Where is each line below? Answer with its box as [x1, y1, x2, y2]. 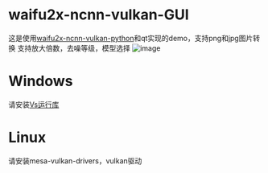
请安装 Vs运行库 [8, 99, 60, 109]
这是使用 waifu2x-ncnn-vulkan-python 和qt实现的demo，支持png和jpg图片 [8, 33, 254, 43]
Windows [8, 72, 73, 90]
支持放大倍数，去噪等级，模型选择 [17, 43, 130, 53]
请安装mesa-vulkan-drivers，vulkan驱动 [8, 155, 142, 166]
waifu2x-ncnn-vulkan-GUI [8, 6, 189, 24]
